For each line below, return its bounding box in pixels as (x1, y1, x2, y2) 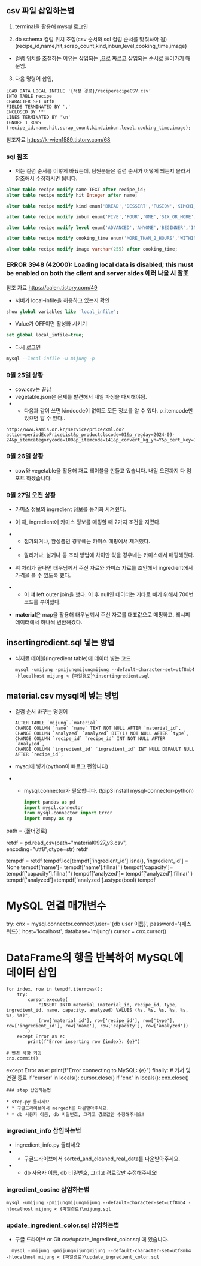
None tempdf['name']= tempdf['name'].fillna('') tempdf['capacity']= (6, 864, 173, 871)
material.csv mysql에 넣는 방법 (6, 691, 119, 701)
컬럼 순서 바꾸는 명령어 (14, 708, 68, 715)
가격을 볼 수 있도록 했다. (14, 572, 71, 579)
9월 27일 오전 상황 (6, 491, 56, 499)
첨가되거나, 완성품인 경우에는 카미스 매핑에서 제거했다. (23, 537, 151, 545)
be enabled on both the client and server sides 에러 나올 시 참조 (6, 269, 189, 278)
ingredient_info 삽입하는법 (6, 1126, 81, 1135)
